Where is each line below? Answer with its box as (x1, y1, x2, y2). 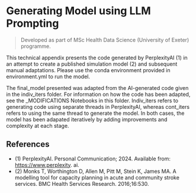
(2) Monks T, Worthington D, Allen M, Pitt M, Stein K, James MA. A (14, 168, 176, 175)
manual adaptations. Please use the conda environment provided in (6, 66, 171, 73)
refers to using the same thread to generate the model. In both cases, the (6, 110, 185, 117)
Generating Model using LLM (6, 4, 151, 18)
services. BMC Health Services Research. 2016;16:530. (14, 180, 149, 187)
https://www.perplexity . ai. (14, 161, 80, 168)
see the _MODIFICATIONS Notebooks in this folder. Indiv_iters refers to (6, 96, 179, 104)
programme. (20, 43, 52, 50)
